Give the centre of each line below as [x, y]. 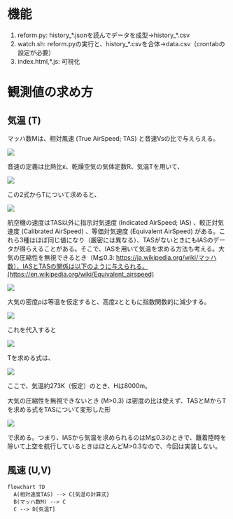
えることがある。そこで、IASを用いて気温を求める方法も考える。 [125, 249]
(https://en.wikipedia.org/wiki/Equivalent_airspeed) [81, 274]
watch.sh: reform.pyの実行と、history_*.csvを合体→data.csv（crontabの [121, 43]
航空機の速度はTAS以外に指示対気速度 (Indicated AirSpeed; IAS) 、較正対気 [116, 222]
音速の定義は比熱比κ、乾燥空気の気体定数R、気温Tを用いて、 [96, 166]
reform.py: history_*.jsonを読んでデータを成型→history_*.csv [104, 35]
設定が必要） [36, 53]
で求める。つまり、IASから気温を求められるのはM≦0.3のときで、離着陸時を [117, 437]
